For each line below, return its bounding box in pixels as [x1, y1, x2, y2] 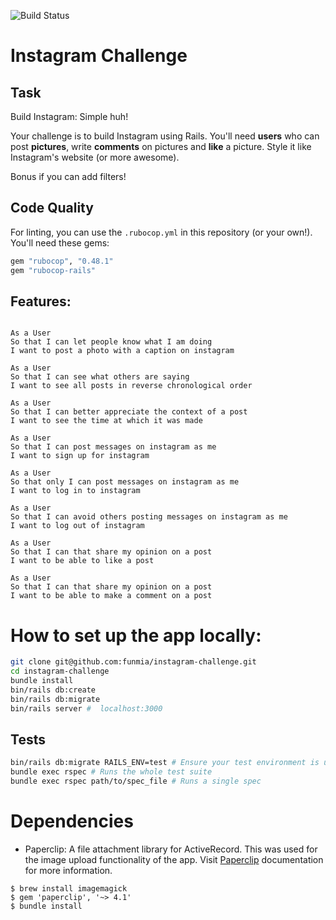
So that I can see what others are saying [10, 372, 190, 382]
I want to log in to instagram [10, 486, 141, 496]
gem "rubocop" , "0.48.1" [10, 256, 114, 266]
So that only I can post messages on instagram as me [10, 477, 240, 487]
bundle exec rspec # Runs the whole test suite [10, 767, 213, 777]
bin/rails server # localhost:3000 [10, 703, 163, 714]
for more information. [24, 864, 113, 876]
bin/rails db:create [10, 685, 97, 695]
